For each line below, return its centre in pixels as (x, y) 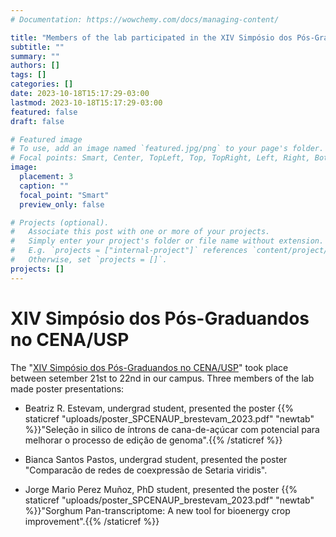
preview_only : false (62, 204)
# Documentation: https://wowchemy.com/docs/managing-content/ (145, 19)
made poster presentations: (67, 388)
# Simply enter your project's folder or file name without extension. (167, 241)
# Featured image (46, 139)
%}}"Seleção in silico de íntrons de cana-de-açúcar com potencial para (172, 429)
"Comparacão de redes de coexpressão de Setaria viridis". (146, 470)
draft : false (37, 121)
